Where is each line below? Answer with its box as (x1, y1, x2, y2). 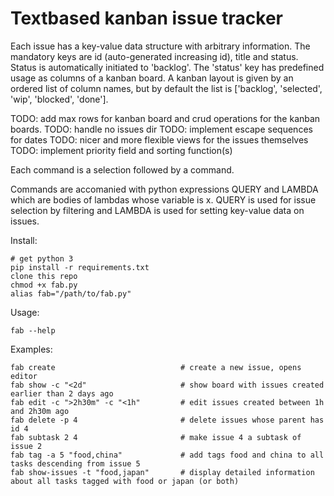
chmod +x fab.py (10, 280, 78, 290)
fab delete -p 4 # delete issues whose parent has (10, 415, 325, 425)
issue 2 (10, 441, 43, 451)
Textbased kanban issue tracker (10, 7, 283, 30)
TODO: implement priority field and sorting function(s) (10, 144, 233, 156)
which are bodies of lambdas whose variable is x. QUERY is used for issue (10, 193, 317, 206)
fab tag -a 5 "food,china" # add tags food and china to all (10, 450, 325, 460)
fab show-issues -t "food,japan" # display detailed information (10, 467, 315, 477)
